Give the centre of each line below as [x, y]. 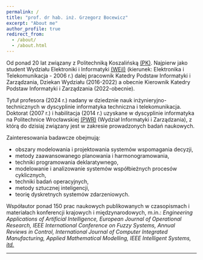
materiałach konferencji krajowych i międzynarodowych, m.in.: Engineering [100, 212]
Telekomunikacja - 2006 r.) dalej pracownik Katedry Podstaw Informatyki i [98, 76]
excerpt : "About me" [32, 23]
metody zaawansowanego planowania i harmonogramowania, [92, 155]
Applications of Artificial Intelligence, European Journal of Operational [94, 219]
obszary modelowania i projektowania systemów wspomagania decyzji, [104, 149]
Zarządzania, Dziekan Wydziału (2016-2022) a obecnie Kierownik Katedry [98, 82]
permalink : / [23, 12]
